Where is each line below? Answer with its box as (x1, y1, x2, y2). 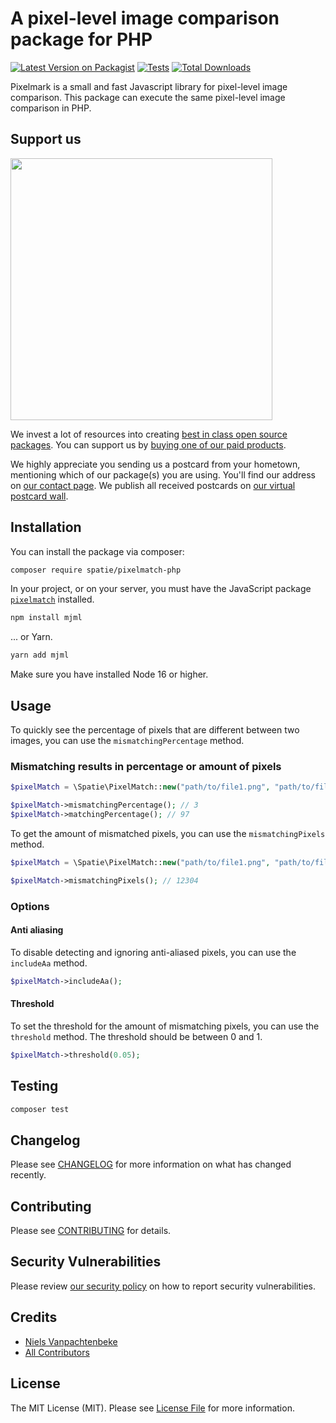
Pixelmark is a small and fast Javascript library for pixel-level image (10, 80, 288, 92)
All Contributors (24, 1346, 90, 1358)
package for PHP (10, 28, 153, 51)
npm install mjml (10, 613, 83, 623)
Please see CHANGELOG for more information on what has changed (10, 1158, 292, 1171)
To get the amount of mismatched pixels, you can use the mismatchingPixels (10, 827, 326, 839)
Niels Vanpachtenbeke (24, 1335, 118, 1347)
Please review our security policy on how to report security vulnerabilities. (10, 1280, 316, 1292)
